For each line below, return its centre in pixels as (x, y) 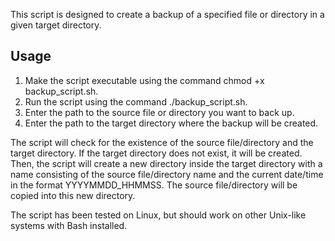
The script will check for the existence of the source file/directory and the (162, 142)
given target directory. (56, 25)
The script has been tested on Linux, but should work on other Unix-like (158, 215)
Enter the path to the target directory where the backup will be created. (171, 123)
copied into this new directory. (73, 195)
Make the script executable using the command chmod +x (144, 80)
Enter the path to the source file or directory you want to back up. (159, 112)
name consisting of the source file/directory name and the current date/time (167, 174)
